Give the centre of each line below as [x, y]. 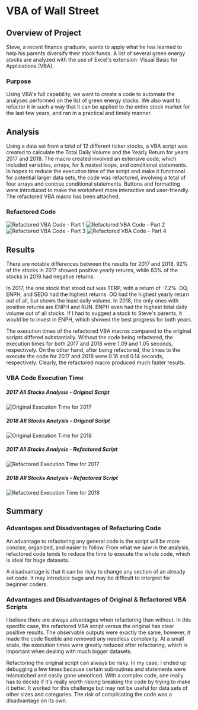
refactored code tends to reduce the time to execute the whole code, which [98, 553]
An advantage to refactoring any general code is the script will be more [93, 541]
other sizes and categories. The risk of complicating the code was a [89, 694]
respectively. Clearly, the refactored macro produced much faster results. [96, 362]
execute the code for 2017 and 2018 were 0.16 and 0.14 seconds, [85, 356]
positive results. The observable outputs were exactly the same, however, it [98, 632]
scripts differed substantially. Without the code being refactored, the [90, 338]
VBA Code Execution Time [45, 378]
